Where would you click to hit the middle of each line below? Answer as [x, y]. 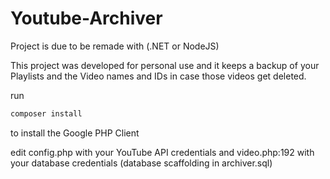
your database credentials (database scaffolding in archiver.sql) [141, 163]
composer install [46, 113]
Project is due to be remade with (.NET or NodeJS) [115, 46]
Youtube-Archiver [86, 18]
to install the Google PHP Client [75, 133]
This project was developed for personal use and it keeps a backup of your [165, 65]
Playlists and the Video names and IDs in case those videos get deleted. [158, 76]
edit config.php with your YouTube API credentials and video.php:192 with [162, 152]
